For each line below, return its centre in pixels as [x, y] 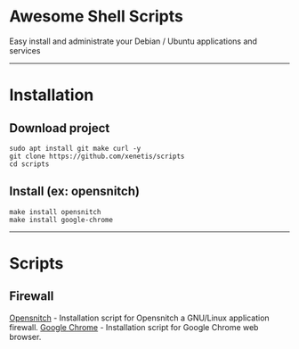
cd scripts [29, 164]
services [25, 50]
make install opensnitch [55, 212]
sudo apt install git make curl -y [75, 148]
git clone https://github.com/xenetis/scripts [97, 156]
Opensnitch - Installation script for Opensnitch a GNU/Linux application [139, 318]
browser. [25, 337]
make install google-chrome [61, 220]
